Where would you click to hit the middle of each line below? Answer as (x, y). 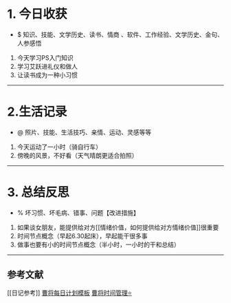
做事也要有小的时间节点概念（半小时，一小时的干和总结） (98, 244)
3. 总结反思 (38, 192)
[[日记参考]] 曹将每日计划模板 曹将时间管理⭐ (70, 293)
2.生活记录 (37, 112)
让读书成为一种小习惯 (47, 75)
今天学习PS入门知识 (45, 58)
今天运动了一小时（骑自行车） (59, 147)
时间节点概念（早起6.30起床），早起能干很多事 (82, 236)
